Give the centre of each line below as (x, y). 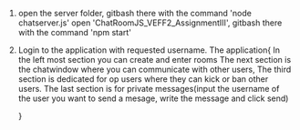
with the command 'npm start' (75, 32)
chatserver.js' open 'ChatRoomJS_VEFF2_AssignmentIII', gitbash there (150, 23)
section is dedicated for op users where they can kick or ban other (143, 79)
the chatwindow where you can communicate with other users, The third (155, 69)
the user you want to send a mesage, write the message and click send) (153, 98)
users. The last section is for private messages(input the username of (149, 89)
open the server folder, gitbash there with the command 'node (135, 13)
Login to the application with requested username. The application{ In (149, 50)
